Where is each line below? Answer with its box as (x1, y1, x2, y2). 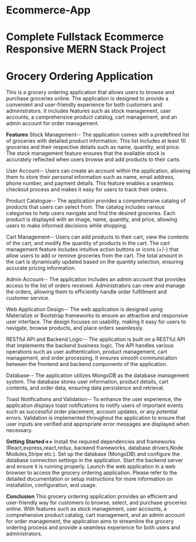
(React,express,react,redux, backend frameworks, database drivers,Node (6, 444, 184, 451)
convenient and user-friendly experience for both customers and (6, 101, 163, 108)
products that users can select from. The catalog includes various (6, 203, 165, 210)
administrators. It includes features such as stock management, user (6, 108, 171, 115)
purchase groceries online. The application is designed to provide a (6, 95, 169, 102)
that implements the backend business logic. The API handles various (6, 342, 174, 349)
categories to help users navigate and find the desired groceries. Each (6, 210, 176, 217)
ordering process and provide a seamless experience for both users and (6, 524, 180, 531)
